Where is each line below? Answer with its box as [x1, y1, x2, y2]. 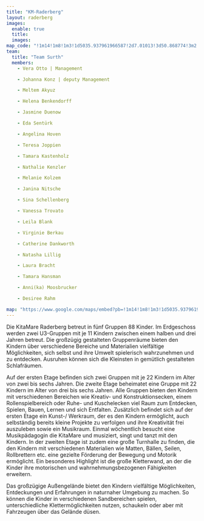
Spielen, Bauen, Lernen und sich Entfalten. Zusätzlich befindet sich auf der [6, 406, 193, 413]
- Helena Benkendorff [17, 98, 72, 104]
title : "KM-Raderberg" [6, 9, 64, 15]
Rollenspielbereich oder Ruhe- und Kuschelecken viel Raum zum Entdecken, [6, 399, 197, 407]
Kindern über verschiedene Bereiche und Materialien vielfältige [6, 342, 165, 350]
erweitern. [6, 470, 32, 477]
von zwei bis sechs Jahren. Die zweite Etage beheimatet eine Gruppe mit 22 [6, 380, 197, 387]
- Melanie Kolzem [17, 175, 61, 181]
